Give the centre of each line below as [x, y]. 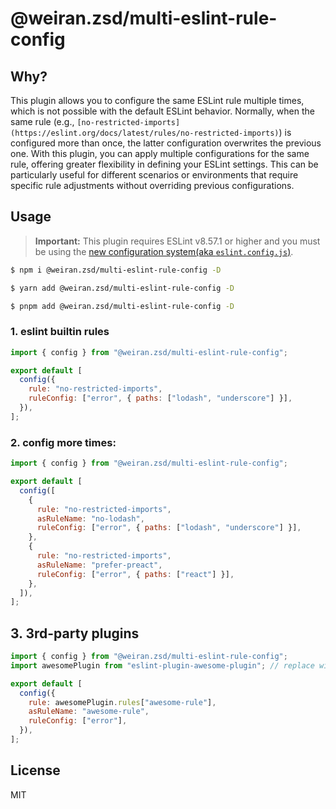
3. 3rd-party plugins [75, 633]
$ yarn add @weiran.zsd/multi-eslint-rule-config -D [122, 288]
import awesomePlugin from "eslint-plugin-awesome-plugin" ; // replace [162, 665]
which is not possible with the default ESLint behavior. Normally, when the [162, 111]
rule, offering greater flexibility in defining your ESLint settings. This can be [164, 164]
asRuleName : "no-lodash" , [90, 518]
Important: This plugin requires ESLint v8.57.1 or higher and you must [177, 241]
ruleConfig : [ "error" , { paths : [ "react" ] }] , [135, 574]
